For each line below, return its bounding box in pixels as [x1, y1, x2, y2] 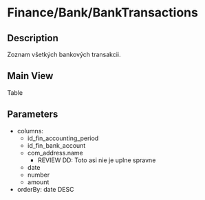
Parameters [7, 109, 58, 120]
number [27, 170, 50, 179]
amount [27, 177, 50, 186]
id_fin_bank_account [27, 141, 86, 149]
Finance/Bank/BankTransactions [7, 5, 198, 21]
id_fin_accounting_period [27, 134, 99, 142]
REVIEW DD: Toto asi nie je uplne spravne [37, 156, 156, 164]
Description [7, 32, 58, 44]
